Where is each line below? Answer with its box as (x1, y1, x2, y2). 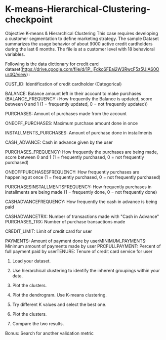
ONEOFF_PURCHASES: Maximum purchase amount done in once (5, 120, 138, 126)
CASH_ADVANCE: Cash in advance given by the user (5, 139, 113, 145)
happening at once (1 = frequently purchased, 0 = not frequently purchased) (5, 174, 161, 180)
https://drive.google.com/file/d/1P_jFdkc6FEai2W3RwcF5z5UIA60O (22, 66, 160, 72)
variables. (5, 51, 25, 57)
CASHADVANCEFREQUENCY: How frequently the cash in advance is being (5, 199, 158, 205)
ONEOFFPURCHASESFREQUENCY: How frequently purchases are (5, 169, 139, 175)
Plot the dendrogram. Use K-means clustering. (12, 292, 107, 297)
